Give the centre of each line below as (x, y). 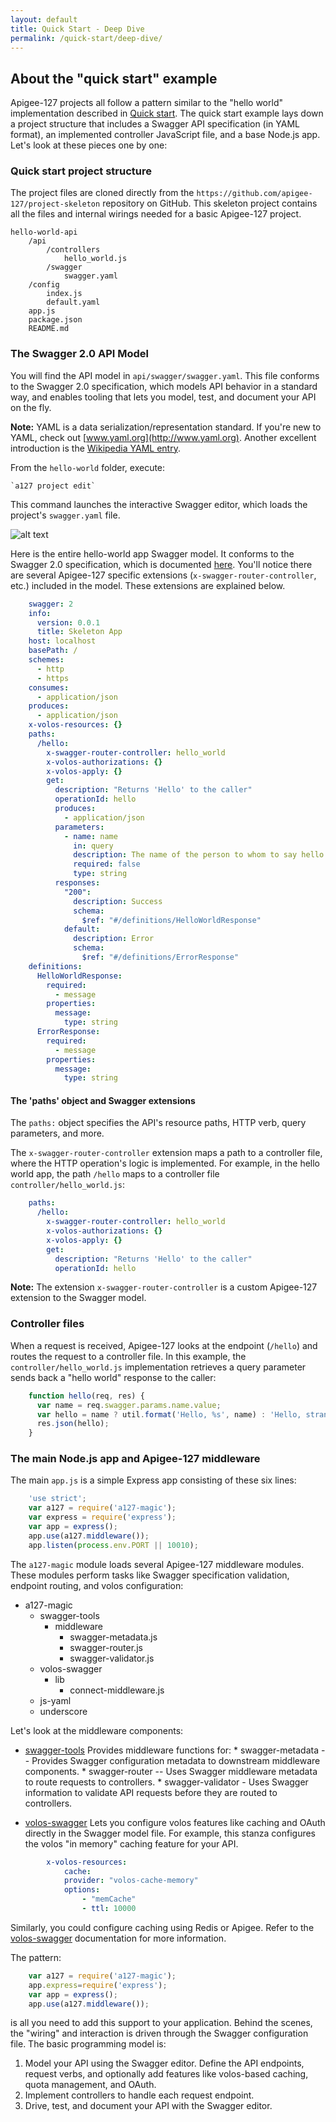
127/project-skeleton (55, 204)
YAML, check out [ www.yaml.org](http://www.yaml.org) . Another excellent (163, 437)
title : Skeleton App (79, 632)
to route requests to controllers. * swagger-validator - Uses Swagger (166, 1782)
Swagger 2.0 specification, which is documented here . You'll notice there (161, 564)
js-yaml (55, 1700)
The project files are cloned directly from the (102, 193)
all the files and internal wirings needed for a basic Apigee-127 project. (156, 214)
